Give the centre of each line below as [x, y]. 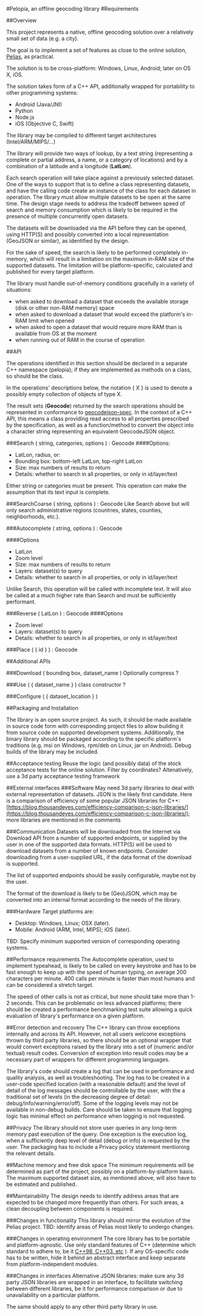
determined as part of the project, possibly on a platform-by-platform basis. [100, 1171]
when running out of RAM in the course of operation [80, 340]
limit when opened [52, 321]
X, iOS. [15, 74]
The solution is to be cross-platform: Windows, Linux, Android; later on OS [99, 68]
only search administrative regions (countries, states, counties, [84, 510]
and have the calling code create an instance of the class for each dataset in [101, 190]
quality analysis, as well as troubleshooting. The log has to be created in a [98, 1078]
